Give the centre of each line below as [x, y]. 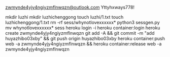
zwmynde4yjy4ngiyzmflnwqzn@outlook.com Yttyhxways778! [70, 7]
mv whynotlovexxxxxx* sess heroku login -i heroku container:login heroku [83, 28]
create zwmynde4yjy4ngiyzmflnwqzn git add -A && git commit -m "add [80, 33]
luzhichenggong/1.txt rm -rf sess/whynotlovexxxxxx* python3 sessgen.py [82, 22]
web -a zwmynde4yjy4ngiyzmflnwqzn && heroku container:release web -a [83, 44]
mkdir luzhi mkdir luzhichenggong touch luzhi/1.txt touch [64, 17]
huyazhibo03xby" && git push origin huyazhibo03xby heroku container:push [85, 38]
